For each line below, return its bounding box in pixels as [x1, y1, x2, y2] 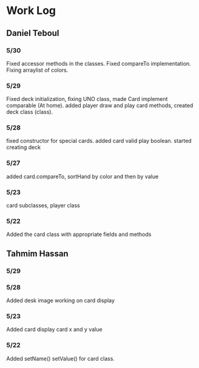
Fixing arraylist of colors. [6, 66, 69, 74]
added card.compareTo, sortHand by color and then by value [6, 173, 159, 180]
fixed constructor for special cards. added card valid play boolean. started [6, 137, 192, 145]
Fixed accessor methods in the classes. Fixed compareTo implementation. [6, 60, 191, 67]
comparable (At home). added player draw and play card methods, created [6, 102, 194, 109]
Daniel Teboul [6, 28, 59, 38]
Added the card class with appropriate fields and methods [6, 231, 152, 238]
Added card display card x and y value [6, 326, 103, 333]
